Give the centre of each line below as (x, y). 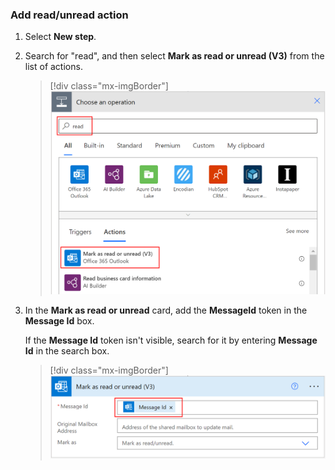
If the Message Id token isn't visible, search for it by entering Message (171, 340)
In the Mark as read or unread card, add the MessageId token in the (166, 310)
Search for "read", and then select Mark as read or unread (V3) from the (174, 56)
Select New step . (60, 37)
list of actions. (53, 67)
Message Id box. (59, 321)
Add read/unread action (69, 15)
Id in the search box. (67, 351)
